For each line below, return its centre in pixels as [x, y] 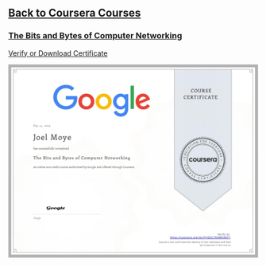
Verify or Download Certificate [58, 53]
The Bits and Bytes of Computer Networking [95, 36]
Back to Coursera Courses [75, 13]
